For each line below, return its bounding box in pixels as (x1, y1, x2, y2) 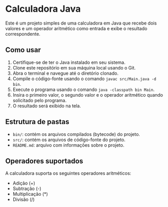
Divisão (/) (12, 196, 35, 202)
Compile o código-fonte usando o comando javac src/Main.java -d (12, 75, 157, 82)
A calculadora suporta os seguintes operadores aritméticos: (5, 170, 132, 176)
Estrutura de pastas (5, 118, 69, 126)
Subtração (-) (12, 186, 42, 192)
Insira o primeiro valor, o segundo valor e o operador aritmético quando (12, 91, 163, 98)
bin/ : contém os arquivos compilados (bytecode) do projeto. (12, 131, 140, 137)
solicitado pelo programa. (12, 97, 67, 103)
